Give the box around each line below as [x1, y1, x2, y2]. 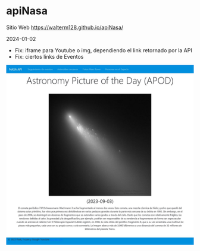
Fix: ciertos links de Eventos [14, 53, 84, 60]
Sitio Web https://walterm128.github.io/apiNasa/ [6, 24, 124, 31]
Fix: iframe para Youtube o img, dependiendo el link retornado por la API [14, 46, 192, 54]
